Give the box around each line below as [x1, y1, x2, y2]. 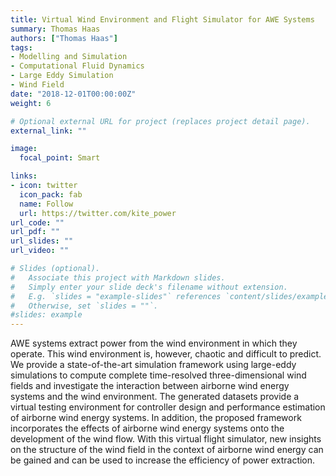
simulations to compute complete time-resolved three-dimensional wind [10, 369, 307, 381]
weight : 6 [10, 98, 52, 108]
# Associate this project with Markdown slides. [10, 272, 226, 283]
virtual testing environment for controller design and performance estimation [10, 401, 326, 413]
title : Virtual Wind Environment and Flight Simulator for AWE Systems [10, 14, 315, 25]
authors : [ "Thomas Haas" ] [10, 33, 118, 43]
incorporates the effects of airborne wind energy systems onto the [10, 422, 285, 435]
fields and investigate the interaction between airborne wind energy [10, 380, 290, 392]
